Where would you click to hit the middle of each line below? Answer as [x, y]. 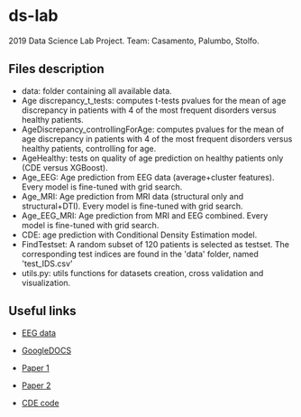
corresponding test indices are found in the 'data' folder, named [140, 254]
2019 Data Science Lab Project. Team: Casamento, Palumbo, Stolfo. [134, 41]
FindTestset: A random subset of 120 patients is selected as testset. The [155, 244]
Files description [56, 69]
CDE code [40, 403]
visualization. [46, 283]
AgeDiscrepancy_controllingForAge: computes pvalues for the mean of [153, 129]
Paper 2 [36, 385]
